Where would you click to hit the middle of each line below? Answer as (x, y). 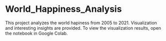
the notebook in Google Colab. (37, 33)
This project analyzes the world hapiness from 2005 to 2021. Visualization (81, 23)
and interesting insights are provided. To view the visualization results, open (83, 28)
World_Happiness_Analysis (64, 9)
